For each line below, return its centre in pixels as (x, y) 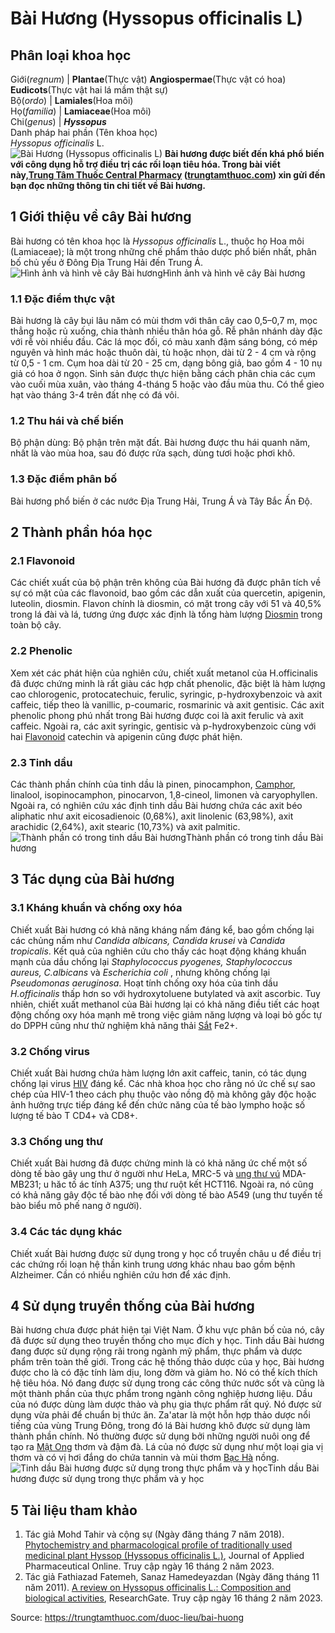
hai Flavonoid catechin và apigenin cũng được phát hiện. (126, 736)
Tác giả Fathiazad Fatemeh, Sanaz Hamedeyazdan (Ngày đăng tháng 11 (172, 1577)
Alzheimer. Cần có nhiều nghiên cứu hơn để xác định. (121, 1274)
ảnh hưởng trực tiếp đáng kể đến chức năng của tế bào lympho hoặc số (158, 1104)
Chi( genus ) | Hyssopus (58, 121)
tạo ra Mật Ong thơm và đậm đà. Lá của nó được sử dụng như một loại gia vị (167, 1447)
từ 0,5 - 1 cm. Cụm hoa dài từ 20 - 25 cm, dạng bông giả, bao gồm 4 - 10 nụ (166, 363)
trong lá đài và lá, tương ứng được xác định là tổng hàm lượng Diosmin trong (166, 614)
